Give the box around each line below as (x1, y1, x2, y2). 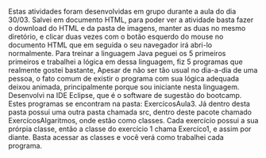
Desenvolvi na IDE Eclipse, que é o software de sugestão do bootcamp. (8, 91, 242, 100)
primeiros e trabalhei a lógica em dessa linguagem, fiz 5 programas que (8, 57, 244, 66)
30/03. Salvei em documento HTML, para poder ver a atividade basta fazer (8, 15, 254, 24)
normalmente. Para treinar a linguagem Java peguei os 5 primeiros (8, 49, 226, 58)
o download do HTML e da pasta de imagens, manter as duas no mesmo (8, 24, 246, 32)
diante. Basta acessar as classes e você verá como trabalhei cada (8, 133, 224, 141)
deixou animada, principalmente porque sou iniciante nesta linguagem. (8, 82, 240, 92)
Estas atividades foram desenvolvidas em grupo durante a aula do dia (8, 7, 237, 16)
